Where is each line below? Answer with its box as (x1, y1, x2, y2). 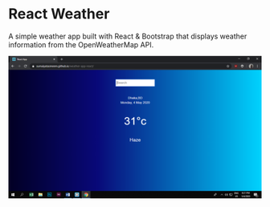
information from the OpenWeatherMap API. (8, 39, 154, 49)
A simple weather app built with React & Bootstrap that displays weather (8, 31, 247, 41)
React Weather (8, 5, 110, 23)
